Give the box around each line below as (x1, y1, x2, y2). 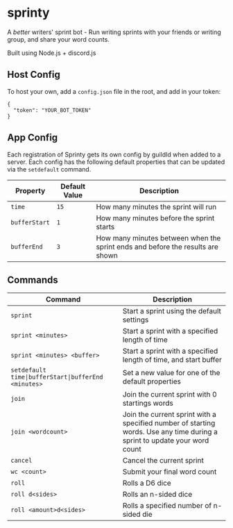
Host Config (7, 69, 60, 81)
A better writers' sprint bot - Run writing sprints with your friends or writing (7, 28, 222, 36)
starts (96, 222, 115, 231)
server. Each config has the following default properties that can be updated (7, 158, 225, 166)
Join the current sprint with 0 (122, 390, 217, 399)
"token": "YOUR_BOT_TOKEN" (13, 106, 92, 114)
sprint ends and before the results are (96, 242, 218, 251)
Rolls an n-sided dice (122, 490, 193, 500)
